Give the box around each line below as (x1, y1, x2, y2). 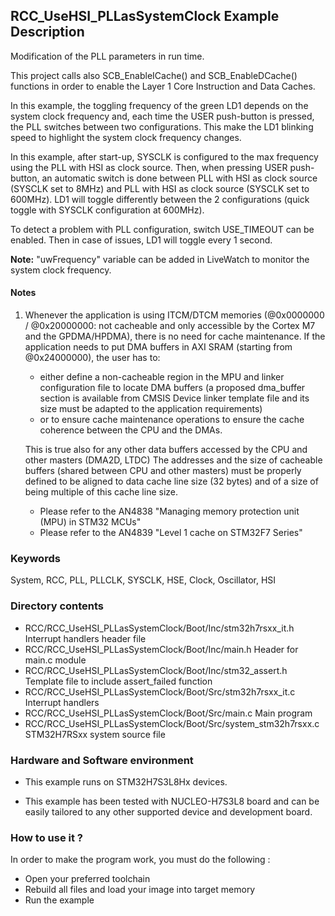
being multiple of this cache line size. (24, 486, 179, 498)
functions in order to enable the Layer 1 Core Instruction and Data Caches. (10, 80, 316, 92)
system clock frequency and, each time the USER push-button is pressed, (10, 110, 315, 122)
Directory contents (10, 599, 105, 613)
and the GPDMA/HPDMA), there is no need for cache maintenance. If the (24, 330, 326, 343)
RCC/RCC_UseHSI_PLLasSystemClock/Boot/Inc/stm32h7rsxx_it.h (24, 622, 295, 634)
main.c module (24, 654, 87, 666)
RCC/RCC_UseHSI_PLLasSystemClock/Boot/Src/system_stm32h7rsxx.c (24, 717, 320, 729)
